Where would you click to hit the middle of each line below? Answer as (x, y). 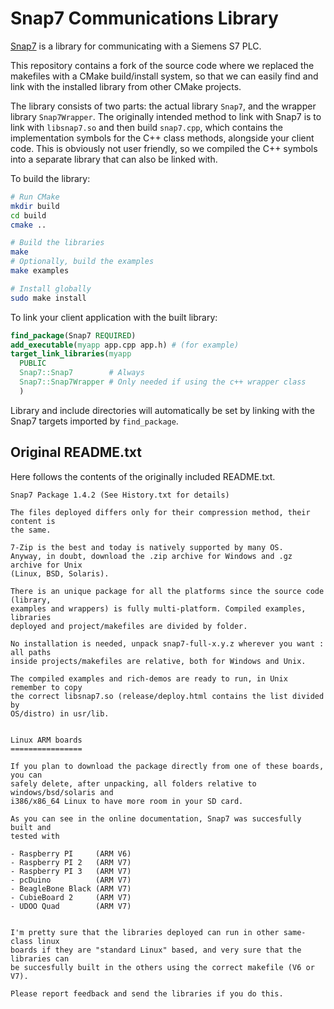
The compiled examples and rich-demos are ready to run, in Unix (149, 678)
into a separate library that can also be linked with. (114, 159)
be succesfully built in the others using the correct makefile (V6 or (162, 967)
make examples (40, 271)
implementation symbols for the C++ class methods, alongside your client (162, 138)
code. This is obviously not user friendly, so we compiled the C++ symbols (164, 148)
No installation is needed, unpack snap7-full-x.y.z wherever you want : (167, 643)
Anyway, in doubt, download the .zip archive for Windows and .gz (151, 556)
